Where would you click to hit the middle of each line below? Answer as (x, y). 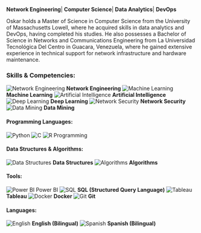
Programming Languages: (40, 122)
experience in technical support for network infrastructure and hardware (96, 53)
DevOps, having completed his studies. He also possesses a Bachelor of (96, 34)
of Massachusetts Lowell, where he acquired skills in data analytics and (95, 28)
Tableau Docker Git (51, 196)
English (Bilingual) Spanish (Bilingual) (94, 223)
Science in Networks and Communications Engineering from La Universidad (101, 40)
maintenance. (23, 60)
